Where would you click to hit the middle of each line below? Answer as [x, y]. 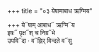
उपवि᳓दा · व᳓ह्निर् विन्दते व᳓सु [40, 41]
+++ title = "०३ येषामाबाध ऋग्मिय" [50, 11]
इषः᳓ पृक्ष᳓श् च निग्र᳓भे [31, 33]
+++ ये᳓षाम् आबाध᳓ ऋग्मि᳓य [41, 25]
